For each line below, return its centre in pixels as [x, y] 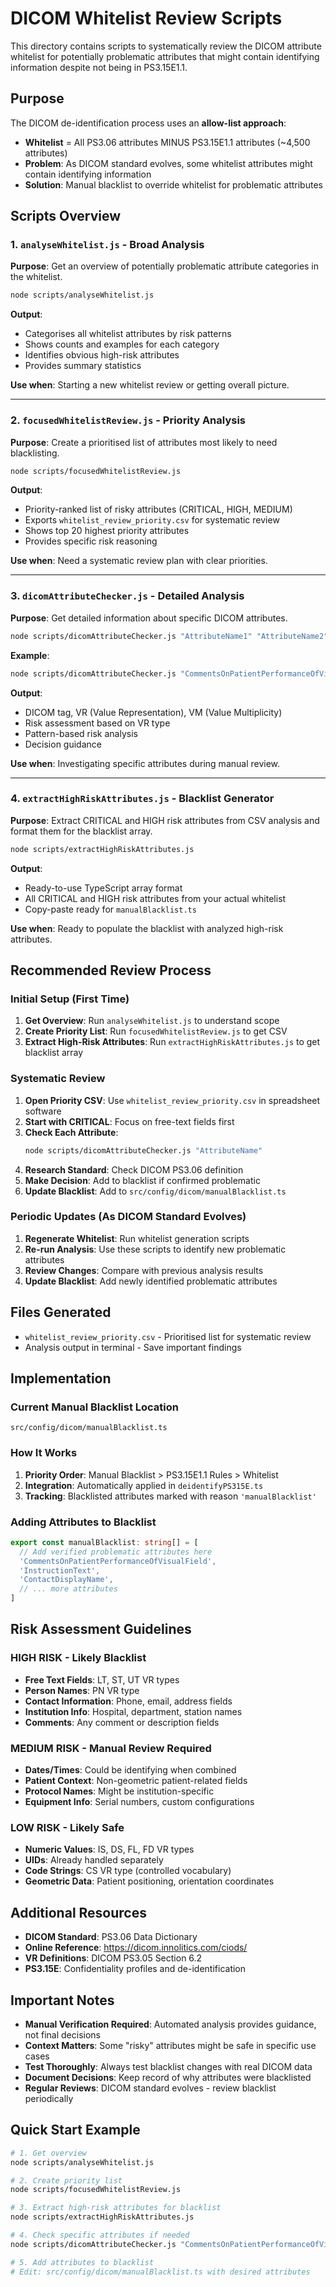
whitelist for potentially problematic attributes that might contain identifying [165, 56]
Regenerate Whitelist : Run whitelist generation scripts [137, 1238]
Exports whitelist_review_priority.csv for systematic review [152, 520]
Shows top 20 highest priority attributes [107, 531]
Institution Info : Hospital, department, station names [133, 1711]
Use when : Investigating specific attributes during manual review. [145, 763]
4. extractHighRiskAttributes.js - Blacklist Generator [142, 799]
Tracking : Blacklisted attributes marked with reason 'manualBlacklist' [170, 1496]
